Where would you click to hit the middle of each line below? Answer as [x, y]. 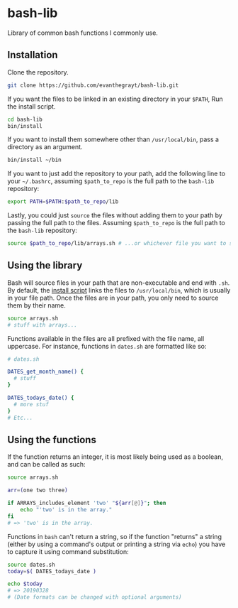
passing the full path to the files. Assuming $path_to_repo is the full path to [116, 223]
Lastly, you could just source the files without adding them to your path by [115, 215]
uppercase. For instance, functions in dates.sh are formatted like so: [107, 346]
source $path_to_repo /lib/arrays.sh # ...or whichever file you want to [117, 244]
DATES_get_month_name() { [45, 372]
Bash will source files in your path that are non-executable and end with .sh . [119, 283]
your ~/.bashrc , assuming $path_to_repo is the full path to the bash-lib [111, 181]
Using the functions [52, 439]
